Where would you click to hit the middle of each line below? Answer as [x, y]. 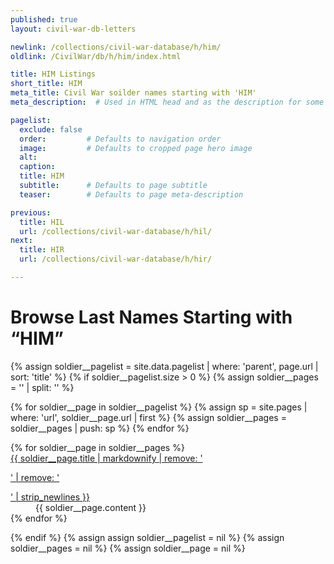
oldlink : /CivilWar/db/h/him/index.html [96, 56]
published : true [44, 19]
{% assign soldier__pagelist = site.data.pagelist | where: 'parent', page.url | [164, 366]
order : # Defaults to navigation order [120, 139]
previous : [31, 212]
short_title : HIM [46, 84]
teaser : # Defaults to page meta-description [131, 194]
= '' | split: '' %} [42, 387]
